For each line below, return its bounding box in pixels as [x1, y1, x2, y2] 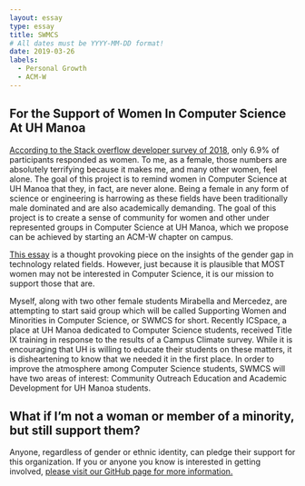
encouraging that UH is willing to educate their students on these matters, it [9, 343, 292, 354]
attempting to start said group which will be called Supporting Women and [9, 305, 288, 316]
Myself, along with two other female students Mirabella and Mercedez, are [9, 295, 288, 306]
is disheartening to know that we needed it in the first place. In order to [9, 353, 275, 364]
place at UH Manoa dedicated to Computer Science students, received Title [9, 324, 292, 335]
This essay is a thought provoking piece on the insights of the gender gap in [9, 249, 294, 260]
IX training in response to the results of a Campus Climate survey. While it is [9, 333, 293, 345]
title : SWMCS [9, 30, 59, 39]
